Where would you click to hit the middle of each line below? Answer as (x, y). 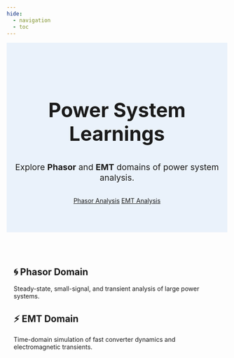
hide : (14, 14)
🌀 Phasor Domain (51, 271)
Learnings (117, 134)
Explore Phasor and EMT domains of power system (117, 167)
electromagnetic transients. (53, 347)
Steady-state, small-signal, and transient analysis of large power (106, 289)
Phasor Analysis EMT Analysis (117, 201)
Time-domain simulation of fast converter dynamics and (95, 339)
